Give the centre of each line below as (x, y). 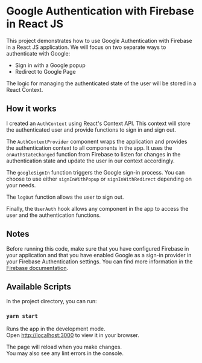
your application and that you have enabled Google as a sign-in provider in (99, 255)
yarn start (22, 316)
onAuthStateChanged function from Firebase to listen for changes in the (93, 154)
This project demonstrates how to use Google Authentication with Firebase (99, 40)
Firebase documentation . (37, 268)
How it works (31, 109)
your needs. (21, 185)
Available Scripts (39, 287)
